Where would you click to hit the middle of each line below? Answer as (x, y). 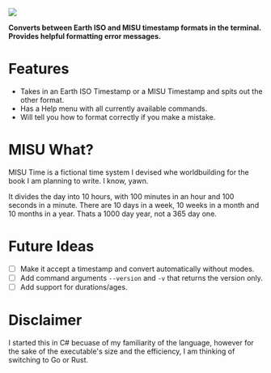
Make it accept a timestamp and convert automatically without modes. (137, 269)
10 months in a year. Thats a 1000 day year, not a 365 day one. (112, 214)
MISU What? (51, 150)
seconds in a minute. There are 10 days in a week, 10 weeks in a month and (134, 205)
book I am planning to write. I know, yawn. (78, 180)
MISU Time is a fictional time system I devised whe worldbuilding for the (129, 172)
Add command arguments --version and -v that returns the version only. (141, 278)
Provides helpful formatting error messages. (85, 36)
